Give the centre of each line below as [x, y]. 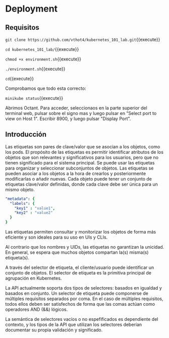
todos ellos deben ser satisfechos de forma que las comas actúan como [80, 304]
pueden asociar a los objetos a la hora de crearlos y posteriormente [76, 173]
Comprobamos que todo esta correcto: [46, 88]
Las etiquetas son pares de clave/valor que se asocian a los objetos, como [83, 146]
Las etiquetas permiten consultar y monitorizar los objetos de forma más [81, 232]
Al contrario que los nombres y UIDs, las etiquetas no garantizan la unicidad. [85, 247]
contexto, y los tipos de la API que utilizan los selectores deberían [74, 325]
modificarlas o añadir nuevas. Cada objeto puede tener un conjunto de [79, 179]
